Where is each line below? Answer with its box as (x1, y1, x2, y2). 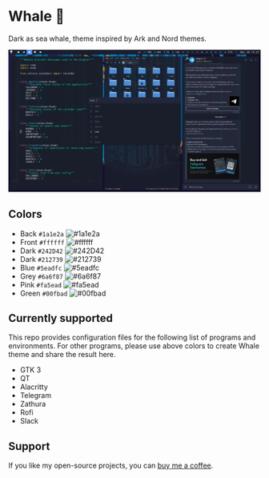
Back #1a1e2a (19, 228, 64, 239)
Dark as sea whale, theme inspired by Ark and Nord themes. (8, 34, 207, 43)
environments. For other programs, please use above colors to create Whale (8, 341, 260, 351)
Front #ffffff (19, 237, 65, 247)
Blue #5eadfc (19, 263, 62, 272)
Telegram (19, 391, 52, 400)
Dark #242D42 (19, 246, 63, 255)
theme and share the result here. (8, 350, 116, 360)
